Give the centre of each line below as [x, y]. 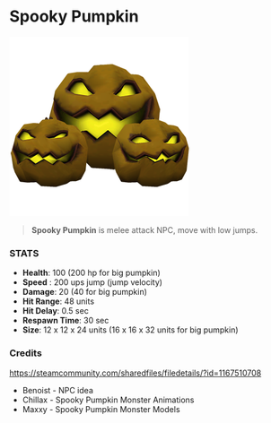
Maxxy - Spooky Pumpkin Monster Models [101, 409]
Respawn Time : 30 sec [66, 321]
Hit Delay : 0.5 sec [56, 311]
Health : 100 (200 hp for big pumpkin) [92, 273]
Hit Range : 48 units [58, 301]
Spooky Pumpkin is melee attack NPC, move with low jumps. [144, 229]
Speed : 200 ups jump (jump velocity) [92, 282]
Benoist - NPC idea [58, 390]
